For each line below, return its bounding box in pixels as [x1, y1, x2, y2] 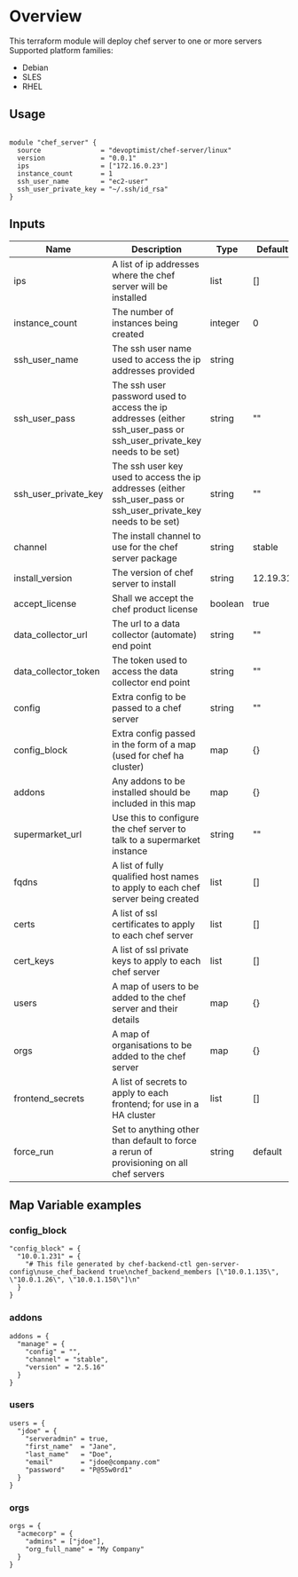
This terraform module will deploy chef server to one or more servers [9, 35, 263, 46]
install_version [13, 572, 73, 584]
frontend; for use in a [112, 1098, 200, 1110]
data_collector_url [13, 628, 88, 641]
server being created [112, 892, 200, 904]
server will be [112, 280, 169, 292]
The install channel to [112, 530, 201, 542]
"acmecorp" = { [17, 1529, 74, 1539]
